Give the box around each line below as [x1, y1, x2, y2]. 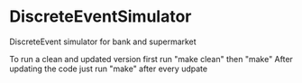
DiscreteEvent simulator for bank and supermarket [9, 36, 197, 47]
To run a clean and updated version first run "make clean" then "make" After [9, 53, 293, 64]
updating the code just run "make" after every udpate [9, 63, 208, 74]
